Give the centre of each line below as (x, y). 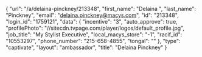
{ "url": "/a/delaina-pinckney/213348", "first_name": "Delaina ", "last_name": (101, 9)
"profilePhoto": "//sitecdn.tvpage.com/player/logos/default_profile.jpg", (95, 28)
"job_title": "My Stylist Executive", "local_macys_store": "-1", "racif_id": (94, 35)
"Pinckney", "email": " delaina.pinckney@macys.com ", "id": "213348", (92, 15)
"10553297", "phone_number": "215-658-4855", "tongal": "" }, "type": (93, 41)
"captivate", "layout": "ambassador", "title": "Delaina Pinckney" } (86, 47)
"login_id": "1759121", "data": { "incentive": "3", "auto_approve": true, (92, 22)
